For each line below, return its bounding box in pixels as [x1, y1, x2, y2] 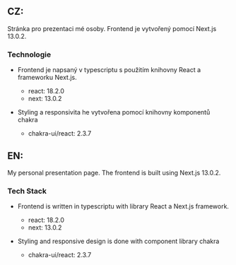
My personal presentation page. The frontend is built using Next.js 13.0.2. [7, 168, 221, 177]
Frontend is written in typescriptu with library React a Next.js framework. [17, 202, 230, 211]
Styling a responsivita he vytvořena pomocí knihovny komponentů [17, 108, 211, 117]
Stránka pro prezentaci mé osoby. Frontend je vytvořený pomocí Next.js [7, 24, 217, 33]
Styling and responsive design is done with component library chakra [17, 237, 220, 246]
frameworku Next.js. [17, 73, 78, 82]
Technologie [7, 49, 52, 59]
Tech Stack [7, 186, 47, 196]
